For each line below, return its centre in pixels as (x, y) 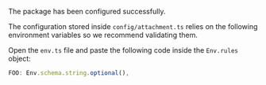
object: (20, 59)
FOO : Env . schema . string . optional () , (69, 73)
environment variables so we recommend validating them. (103, 35)
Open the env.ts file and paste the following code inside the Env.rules (123, 50)
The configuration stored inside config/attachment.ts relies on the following (133, 26)
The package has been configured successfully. (87, 11)
